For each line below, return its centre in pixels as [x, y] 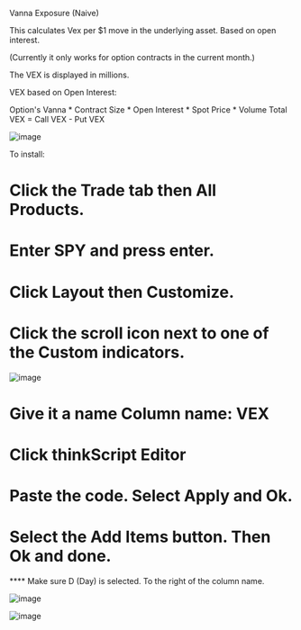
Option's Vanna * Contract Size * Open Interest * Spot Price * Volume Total [148, 110]
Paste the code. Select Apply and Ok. [151, 496]
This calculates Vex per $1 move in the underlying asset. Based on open [143, 30]
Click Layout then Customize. [122, 292]
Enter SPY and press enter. [112, 251]
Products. [47, 210]
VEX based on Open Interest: [63, 92]
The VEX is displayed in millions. [69, 75]
